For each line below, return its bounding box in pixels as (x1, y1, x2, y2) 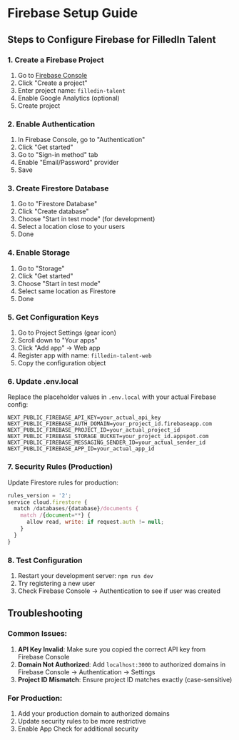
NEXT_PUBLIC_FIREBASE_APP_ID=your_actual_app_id (7, 445, 155, 452)
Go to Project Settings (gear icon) (17, 328, 116, 337)
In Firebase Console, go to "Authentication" (17, 136, 146, 144)
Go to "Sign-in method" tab (17, 151, 98, 159)
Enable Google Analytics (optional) (17, 93, 120, 102)
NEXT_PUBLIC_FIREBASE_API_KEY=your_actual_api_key (7, 414, 161, 422)
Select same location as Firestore (17, 287, 116, 295)
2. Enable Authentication (7, 119, 96, 129)
